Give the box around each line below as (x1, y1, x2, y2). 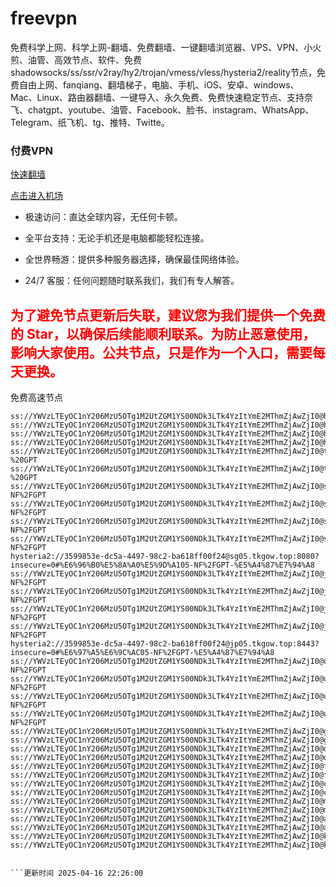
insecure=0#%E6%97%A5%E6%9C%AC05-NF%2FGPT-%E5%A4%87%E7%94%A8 (10, 648, 275, 658)
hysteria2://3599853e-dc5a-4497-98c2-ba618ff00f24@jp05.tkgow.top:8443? (10, 639, 320, 649)
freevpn (10, 7, 78, 30)
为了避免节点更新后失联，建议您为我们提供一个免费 (10, 307, 326, 324)
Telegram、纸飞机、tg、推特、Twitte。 (10, 116, 170, 128)
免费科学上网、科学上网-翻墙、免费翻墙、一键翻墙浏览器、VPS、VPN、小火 (10, 41, 322, 53)
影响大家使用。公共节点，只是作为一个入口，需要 (10, 344, 313, 361)
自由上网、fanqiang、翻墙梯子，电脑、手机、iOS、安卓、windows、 (18, 78, 300, 91)
